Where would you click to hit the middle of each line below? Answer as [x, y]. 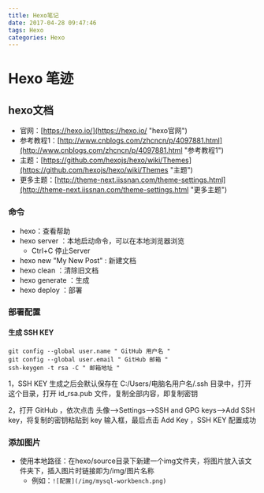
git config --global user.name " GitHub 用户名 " [89, 351]
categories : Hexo [37, 37]
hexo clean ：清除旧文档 [59, 270]
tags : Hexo [26, 30]
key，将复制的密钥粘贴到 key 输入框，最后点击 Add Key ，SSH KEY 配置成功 [132, 420]
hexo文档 [31, 110]
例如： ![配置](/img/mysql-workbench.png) [99, 480]
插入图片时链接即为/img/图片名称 [101, 470]
